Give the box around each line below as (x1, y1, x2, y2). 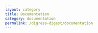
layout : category (5, 7, 41, 12)
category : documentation (5, 16, 56, 21)
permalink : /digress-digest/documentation (5, 20, 93, 26)
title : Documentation (5, 12, 49, 16)
